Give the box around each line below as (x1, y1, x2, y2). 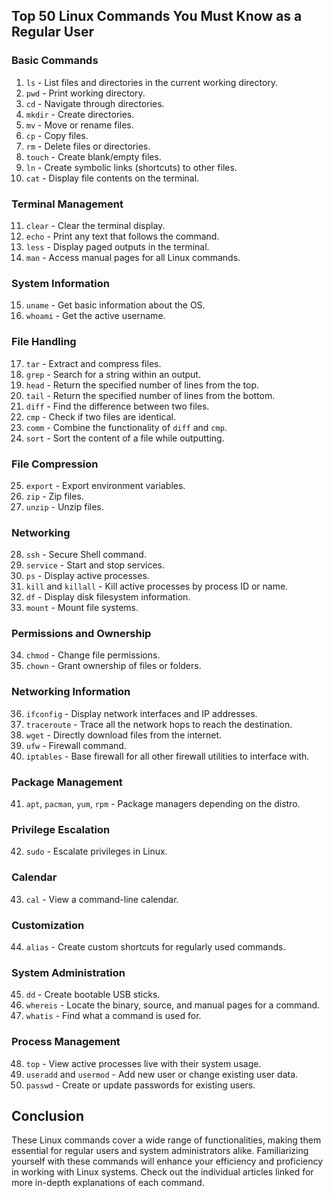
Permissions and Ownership (11, 627, 152, 641)
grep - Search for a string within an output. (25, 368, 201, 380)
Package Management (11, 775, 123, 789)
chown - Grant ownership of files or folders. (25, 660, 202, 672)
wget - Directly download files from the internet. (25, 729, 223, 741)
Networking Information (11, 685, 131, 699)
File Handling (11, 335, 77, 349)
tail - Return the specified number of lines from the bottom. (25, 389, 276, 401)
